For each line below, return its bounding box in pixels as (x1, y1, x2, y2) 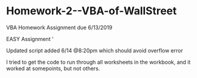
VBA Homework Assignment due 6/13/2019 (6, 24, 112, 31)
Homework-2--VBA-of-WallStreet (6, 4, 177, 18)
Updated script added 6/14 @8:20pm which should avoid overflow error (6, 46, 183, 54)
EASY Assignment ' (6, 35, 54, 42)
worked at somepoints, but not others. (6, 64, 100, 72)
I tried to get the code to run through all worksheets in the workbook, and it (6, 58, 191, 65)
